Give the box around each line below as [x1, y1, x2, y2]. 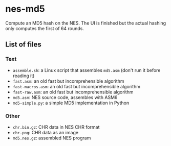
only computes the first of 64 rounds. [5, 25, 84, 31]
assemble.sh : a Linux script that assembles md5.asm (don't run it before [12, 67, 161, 73]
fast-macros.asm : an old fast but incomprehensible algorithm [12, 83, 141, 89]
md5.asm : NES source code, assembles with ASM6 [12, 94, 118, 100]
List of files [5, 40, 42, 49]
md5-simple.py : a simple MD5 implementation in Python [12, 100, 130, 106]
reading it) [12, 72, 35, 79]
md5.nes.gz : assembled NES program [12, 135, 91, 141]
